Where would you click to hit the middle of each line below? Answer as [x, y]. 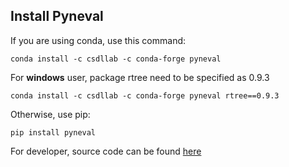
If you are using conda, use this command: [98, 40]
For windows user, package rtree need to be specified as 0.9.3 [140, 77]
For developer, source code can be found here [106, 151]
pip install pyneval [53, 132]
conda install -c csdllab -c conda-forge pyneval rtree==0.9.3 [145, 95]
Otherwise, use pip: [50, 114]
